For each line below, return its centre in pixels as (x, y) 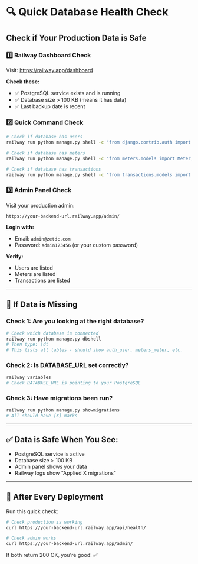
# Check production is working (44, 522)
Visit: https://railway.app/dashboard (49, 70)
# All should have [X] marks (42, 416)
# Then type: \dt (27, 345)
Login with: (20, 227)
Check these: (23, 82)
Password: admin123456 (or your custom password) (76, 245)
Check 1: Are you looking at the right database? (75, 322)
